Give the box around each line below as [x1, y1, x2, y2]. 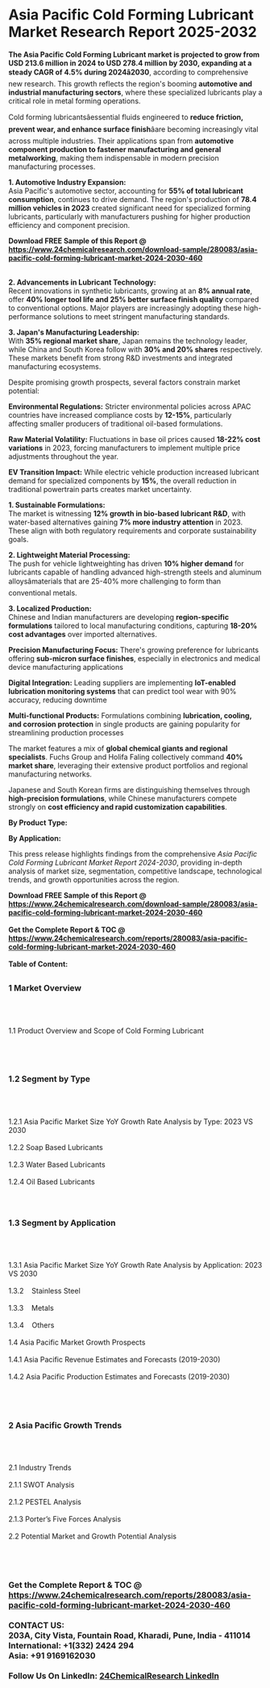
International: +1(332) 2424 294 [8, 1640, 135, 1651]
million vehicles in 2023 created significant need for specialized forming [8, 203, 251, 213]
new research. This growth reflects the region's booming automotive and [8, 78, 252, 88]
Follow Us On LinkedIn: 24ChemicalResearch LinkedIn [8, 1670, 219, 1682]
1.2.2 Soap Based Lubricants [8, 1142, 103, 1152]
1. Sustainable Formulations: [8, 499, 106, 510]
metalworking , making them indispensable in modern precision [8, 153, 219, 162]
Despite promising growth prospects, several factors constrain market [8, 377, 241, 387]
